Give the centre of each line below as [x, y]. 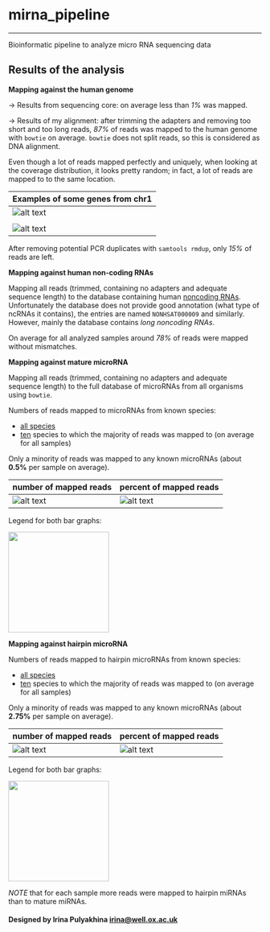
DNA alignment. [35, 146]
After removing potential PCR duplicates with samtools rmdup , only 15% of [130, 248]
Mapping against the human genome [71, 89]
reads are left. [31, 257]
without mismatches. [43, 346]
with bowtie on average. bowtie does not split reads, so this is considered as [134, 138]
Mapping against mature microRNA [68, 362]
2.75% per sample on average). [61, 716]
